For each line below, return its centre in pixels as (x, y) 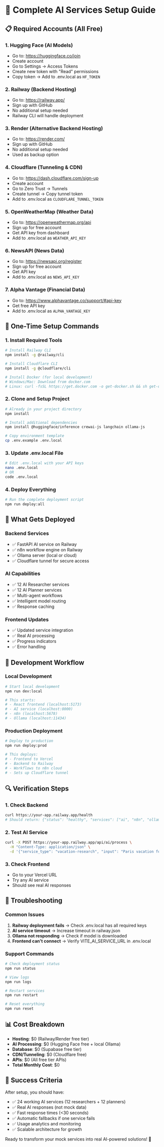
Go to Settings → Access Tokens (45, 66)
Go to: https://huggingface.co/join (46, 55)
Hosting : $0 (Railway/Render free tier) (51, 1039)
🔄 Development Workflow (45, 663)
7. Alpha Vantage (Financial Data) (45, 290)
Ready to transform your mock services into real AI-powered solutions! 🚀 (78, 1139)
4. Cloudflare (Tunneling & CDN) (44, 167)
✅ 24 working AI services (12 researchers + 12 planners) (69, 1101)
